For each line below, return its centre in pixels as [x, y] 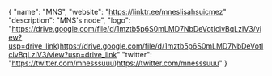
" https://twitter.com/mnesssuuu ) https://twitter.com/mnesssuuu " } [118, 63]
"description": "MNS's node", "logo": [70, 20]
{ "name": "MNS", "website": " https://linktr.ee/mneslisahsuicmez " [117, 12]
